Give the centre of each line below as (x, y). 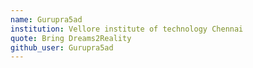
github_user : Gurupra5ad (62, 47)
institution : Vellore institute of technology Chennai (127, 29)
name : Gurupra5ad (46, 19)
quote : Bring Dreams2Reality (71, 38)
